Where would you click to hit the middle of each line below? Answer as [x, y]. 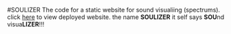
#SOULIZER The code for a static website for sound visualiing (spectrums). [114, 10]
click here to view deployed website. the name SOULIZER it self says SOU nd [116, 17]
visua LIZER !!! [26, 24]
